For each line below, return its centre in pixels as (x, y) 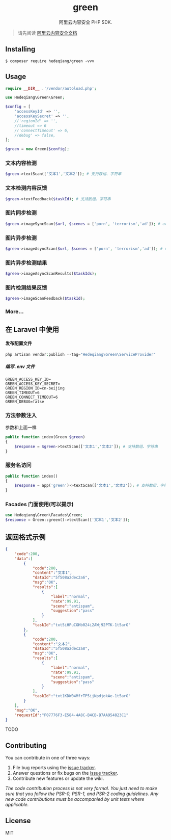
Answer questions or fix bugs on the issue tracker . (65, 773)
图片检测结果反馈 (26, 287)
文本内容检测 (21, 163)
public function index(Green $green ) (45, 437)
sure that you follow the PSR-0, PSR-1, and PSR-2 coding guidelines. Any (82, 794)
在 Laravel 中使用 (32, 330)
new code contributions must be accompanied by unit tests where (75, 799)
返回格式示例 (25, 537)
